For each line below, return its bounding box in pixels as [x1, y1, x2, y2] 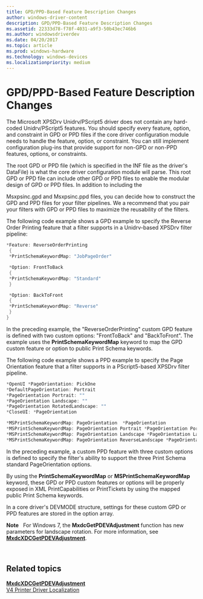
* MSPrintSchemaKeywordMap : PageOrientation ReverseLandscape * [6, 436, 169, 443]
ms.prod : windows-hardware [6, 48, 74, 54]
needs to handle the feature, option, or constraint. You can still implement [6, 137, 189, 145]
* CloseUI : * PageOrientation [6, 409, 77, 415]
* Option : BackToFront [8, 292, 63, 298]
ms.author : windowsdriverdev [6, 31, 80, 37]
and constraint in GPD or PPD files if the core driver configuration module [6, 131, 189, 138]
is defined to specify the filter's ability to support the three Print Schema [6, 454, 186, 461]
